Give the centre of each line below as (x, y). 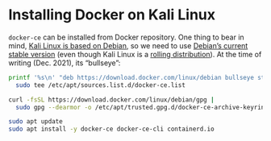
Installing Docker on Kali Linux (112, 15)
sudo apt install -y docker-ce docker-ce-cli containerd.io (112, 129)
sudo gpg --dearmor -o (54, 107)
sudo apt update (35, 122)
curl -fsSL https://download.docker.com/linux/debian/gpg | (112, 100)
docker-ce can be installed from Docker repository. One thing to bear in (126, 37)
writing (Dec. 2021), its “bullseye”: (65, 63)
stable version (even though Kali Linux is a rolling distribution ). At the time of (135, 54)
